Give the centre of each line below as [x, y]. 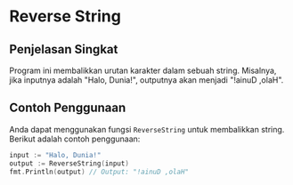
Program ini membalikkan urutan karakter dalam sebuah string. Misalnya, [143, 70]
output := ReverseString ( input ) [69, 163]
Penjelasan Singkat [64, 49]
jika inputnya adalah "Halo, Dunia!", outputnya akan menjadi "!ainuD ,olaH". [146, 80]
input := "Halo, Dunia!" [55, 155]
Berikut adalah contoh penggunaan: [75, 139]
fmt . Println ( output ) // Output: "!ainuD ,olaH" [99, 172]
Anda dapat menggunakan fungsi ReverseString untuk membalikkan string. [147, 129]
